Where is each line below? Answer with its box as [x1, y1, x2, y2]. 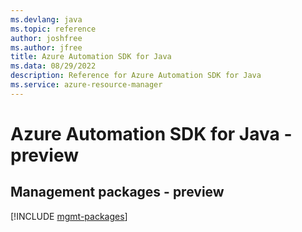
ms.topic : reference [10, 24, 97, 34]
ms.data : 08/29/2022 [10, 61, 97, 71]
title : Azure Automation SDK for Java [10, 52, 172, 62]
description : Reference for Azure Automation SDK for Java [10, 71, 262, 81]
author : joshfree [10, 33, 83, 43]
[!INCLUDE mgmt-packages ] [10, 210, 128, 222]
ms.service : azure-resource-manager [10, 80, 163, 90]
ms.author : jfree [10, 42, 83, 53]
